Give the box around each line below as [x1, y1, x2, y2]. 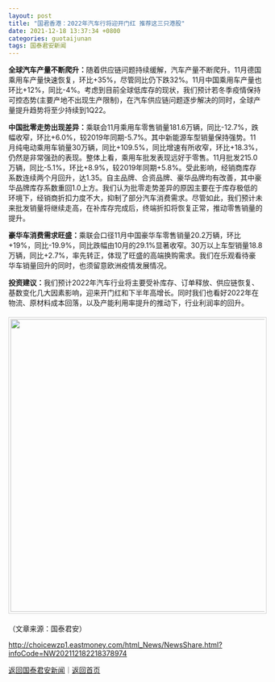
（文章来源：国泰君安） [8, 624, 86, 634]
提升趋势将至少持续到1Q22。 [15, 106, 110, 115]
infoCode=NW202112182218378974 [8, 649, 127, 659]
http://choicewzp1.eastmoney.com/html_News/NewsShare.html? [8, 640, 223, 650]
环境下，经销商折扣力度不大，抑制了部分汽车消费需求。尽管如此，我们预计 [8, 193, 256, 203]
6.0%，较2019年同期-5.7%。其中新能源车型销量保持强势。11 [55, 132, 256, 142]
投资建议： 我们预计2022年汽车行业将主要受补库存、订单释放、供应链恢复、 [8, 278, 260, 287]
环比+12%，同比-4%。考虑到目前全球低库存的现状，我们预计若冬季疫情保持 [8, 86, 261, 95]
